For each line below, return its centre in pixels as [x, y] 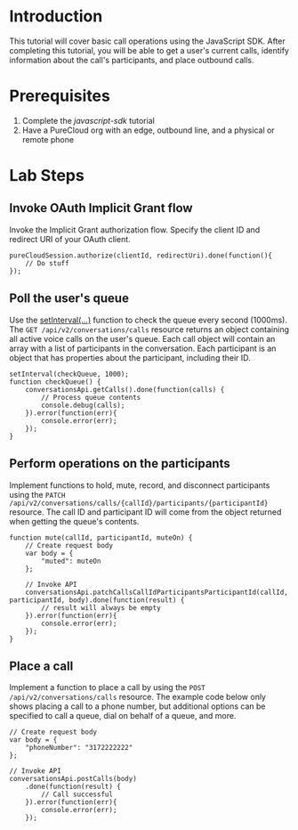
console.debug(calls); [83, 405]
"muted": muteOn [71, 561]
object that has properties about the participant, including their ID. [130, 357]
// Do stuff [47, 263]
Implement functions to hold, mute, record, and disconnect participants [140, 485]
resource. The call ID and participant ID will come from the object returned [145, 512]
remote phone [48, 139]
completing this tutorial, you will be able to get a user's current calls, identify [149, 50]
